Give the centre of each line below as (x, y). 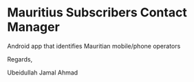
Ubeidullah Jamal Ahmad (43, 72)
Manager (33, 27)
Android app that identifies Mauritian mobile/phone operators (94, 46)
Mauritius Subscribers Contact (97, 13)
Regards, (20, 59)
